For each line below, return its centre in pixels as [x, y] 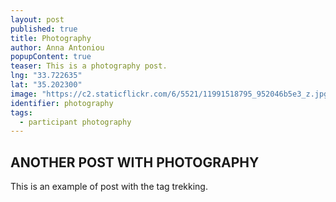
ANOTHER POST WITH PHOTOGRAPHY [135, 162]
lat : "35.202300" [46, 85]
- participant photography [75, 122]
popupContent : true [51, 57]
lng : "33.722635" [46, 76]
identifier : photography [62, 103]
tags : [21, 112]
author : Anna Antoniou [57, 47]
